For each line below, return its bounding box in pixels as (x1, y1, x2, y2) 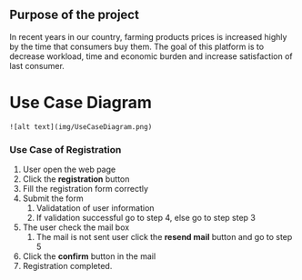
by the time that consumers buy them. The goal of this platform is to (9, 41, 265, 52)
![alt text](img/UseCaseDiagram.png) (9, 122, 153, 131)
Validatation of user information (35, 203, 155, 214)
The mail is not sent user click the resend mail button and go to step (35, 232, 293, 243)
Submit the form (22, 193, 84, 204)
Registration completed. (22, 261, 113, 272)
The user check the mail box (22, 222, 130, 233)
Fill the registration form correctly (22, 184, 148, 195)
